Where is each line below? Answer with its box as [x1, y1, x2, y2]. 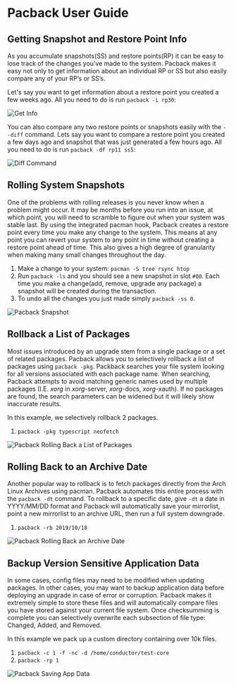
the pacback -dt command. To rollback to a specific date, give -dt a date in [7, 495, 225, 503]
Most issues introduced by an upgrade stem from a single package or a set [7, 347, 225, 356]
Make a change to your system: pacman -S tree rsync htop [17, 264, 190, 272]
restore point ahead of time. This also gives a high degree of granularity [7, 243, 216, 251]
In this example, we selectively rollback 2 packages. [7, 413, 159, 421]
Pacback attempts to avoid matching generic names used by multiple [7, 377, 208, 385]
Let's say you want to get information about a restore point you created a [7, 88, 219, 96]
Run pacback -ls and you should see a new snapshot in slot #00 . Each [17, 272, 221, 280]
